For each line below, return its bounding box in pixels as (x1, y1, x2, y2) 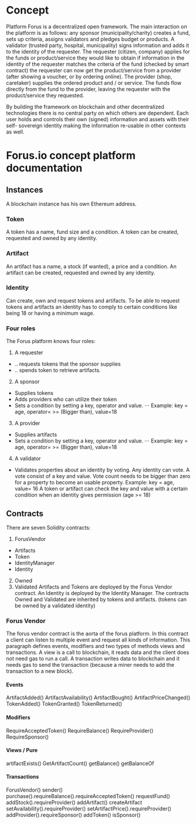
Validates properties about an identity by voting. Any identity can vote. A (14, 466, 190, 474)
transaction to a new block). (6, 667, 74, 675)
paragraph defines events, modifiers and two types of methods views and (6, 643, 185, 650)
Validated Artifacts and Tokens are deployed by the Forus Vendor (14, 583, 173, 590)
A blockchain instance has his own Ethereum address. (6, 200, 137, 207)
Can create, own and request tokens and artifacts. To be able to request (6, 297, 180, 304)
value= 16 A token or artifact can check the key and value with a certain (14, 485, 188, 492)
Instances (6, 185, 43, 195)
